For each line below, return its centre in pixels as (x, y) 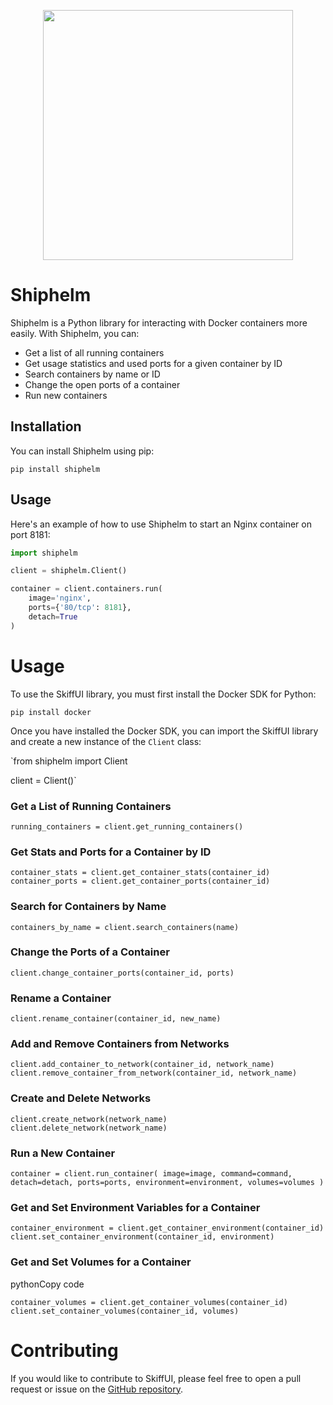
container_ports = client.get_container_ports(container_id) (140, 881)
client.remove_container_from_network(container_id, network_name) (154, 1073)
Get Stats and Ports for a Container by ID (111, 852)
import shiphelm (44, 553)
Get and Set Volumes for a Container (101, 1262)
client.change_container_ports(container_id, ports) (122, 973)
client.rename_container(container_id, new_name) (116, 1019)
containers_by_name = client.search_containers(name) (125, 927)
